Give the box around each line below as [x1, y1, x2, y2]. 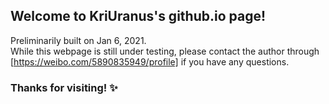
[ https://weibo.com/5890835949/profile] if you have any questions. [10, 55, 290, 68]
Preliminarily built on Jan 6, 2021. [10, 34, 147, 46]
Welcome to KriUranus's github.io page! [10, 8, 267, 25]
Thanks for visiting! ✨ [10, 80, 118, 94]
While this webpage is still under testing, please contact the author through [10, 45, 320, 57]
